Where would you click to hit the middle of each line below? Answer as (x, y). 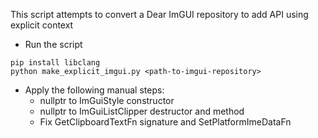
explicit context (42, 25)
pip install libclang (55, 63)
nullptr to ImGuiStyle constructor (107, 100)
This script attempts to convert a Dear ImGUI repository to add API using (159, 14)
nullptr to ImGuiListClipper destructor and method (142, 111)
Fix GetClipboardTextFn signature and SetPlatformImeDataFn (165, 122)
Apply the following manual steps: (94, 90)
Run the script (53, 44)
